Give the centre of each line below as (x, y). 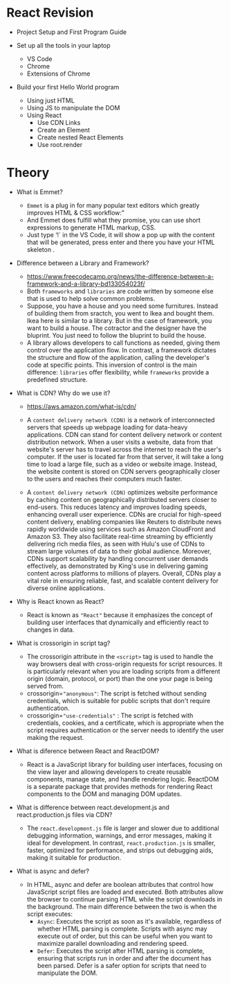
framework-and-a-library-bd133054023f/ (86, 284)
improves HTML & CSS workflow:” (76, 212)
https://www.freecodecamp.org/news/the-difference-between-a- (120, 276)
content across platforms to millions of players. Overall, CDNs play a (124, 573)
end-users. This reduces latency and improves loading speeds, (117, 507)
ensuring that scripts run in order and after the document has (124, 958)
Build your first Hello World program (68, 87)
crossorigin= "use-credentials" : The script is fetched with (110, 715)
